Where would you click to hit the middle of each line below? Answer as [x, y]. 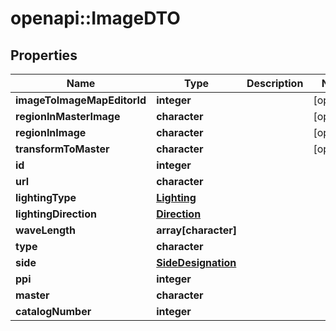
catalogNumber [53, 311]
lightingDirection [56, 214]
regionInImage [51, 132]
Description [275, 83]
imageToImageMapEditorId [81, 100]
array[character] [196, 230]
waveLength [45, 230]
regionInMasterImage [68, 116]
